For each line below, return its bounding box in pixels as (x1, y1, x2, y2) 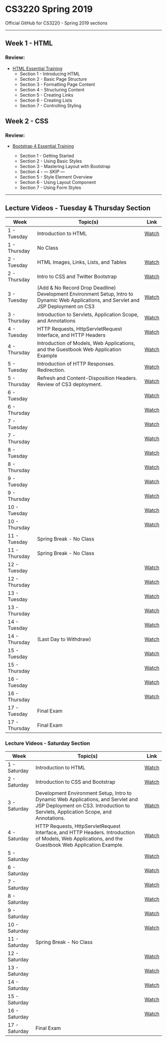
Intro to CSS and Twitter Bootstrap (37, 273, 117, 280)
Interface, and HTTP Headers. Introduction (35, 829, 135, 836)
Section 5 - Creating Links (19, 92, 74, 98)
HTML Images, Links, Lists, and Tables (37, 259, 127, 266)
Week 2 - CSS (5, 117, 49, 126)
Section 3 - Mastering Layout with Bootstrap (19, 164, 111, 170)
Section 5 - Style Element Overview (19, 174, 93, 180)
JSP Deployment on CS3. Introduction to (35, 802, 130, 809)
